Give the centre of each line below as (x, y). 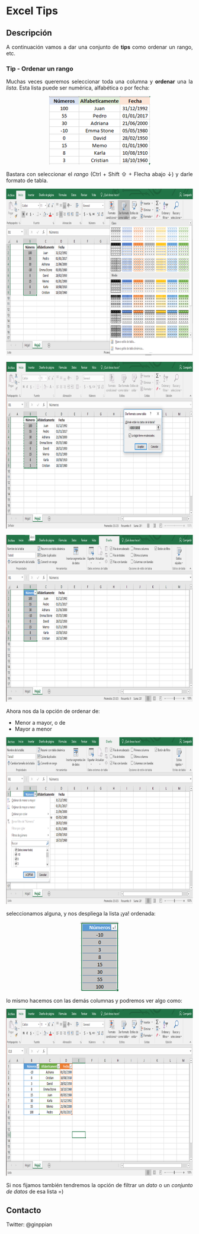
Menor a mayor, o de (40, 723)
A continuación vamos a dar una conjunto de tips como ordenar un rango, (99, 47)
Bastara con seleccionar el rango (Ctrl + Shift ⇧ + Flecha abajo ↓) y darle (100, 174)
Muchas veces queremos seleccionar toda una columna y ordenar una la (99, 82)
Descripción (29, 33)
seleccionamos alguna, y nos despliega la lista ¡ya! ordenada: (81, 914)
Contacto (24, 1210)
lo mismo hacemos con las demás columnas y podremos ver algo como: (94, 1001)
